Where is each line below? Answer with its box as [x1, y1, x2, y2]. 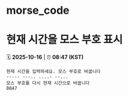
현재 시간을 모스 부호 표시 [6, 33, 123, 47]
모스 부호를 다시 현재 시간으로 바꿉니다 [6, 80, 90, 86]
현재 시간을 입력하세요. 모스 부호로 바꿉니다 [6, 68, 101, 75]
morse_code [6, 4, 70, 17]
